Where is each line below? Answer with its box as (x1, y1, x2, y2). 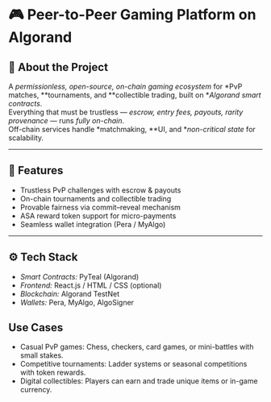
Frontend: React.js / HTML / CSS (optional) (19, 280, 162, 290)
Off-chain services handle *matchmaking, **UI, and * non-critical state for (8, 125, 256, 134)
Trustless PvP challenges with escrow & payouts (19, 185, 181, 195)
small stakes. (19, 350, 64, 360)
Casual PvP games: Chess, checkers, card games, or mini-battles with (19, 342, 254, 352)
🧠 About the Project (8, 60, 109, 74)
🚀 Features (8, 164, 64, 177)
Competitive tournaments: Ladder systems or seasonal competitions (19, 359, 248, 369)
